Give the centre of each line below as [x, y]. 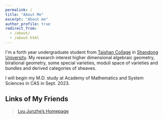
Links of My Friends [37, 99]
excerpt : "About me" [27, 19]
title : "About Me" [24, 15]
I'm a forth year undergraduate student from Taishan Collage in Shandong [82, 52]
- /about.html [24, 38]
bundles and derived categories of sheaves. [51, 68]
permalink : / [19, 10]
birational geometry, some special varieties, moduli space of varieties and [82, 63]
